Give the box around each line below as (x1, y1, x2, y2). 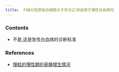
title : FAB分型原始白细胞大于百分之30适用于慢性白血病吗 (5, 7, 114, 13)
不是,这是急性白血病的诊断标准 (12, 36, 76, 42)
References (5, 49, 34, 56)
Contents (5, 24, 29, 31)
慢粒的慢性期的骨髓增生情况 (12, 61, 71, 67)
